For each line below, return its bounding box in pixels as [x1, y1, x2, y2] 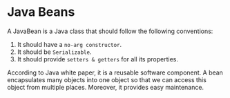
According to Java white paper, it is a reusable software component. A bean [7, 68, 223, 77]
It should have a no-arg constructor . [17, 40, 122, 48]
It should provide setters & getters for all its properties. [17, 55, 178, 63]
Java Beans [7, 4, 75, 20]
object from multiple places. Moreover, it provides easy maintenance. [7, 83, 204, 91]
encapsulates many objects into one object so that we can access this [7, 75, 207, 84]
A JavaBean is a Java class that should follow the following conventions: [7, 27, 213, 35]
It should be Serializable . [17, 48, 92, 56]
